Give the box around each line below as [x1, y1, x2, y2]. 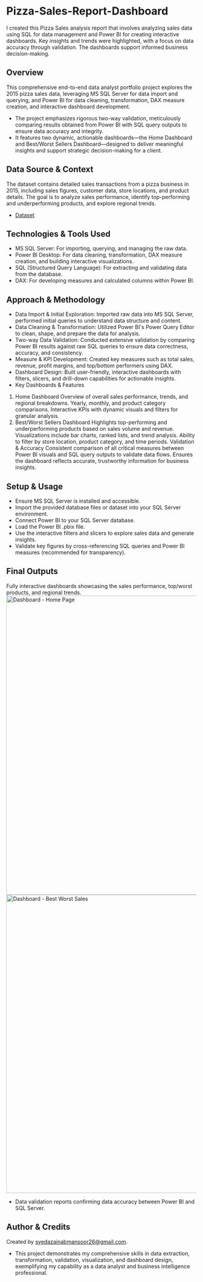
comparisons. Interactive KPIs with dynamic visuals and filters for [14, 406, 178, 413]
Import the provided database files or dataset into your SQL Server [14, 504, 181, 511]
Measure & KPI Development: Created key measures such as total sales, [14, 356, 195, 363]
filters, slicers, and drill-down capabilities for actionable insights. [14, 375, 176, 382]
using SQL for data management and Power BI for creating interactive [6, 30, 179, 38]
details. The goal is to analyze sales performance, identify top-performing [6, 193, 190, 200]
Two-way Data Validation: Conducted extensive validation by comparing [14, 336, 195, 344]
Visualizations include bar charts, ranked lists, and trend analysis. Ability [14, 431, 195, 439]
